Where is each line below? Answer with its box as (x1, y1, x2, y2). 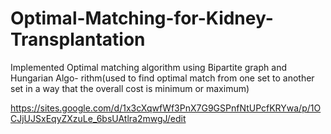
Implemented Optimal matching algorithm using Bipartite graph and (10, 61, 287, 73)
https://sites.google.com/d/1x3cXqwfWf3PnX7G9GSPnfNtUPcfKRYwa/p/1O (10, 102, 322, 114)
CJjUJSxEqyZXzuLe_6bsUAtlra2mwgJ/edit (10, 112, 187, 124)
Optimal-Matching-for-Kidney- (10, 7, 274, 30)
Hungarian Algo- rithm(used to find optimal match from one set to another (10, 72, 315, 84)
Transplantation (10, 28, 146, 51)
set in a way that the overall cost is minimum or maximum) (10, 82, 250, 94)
